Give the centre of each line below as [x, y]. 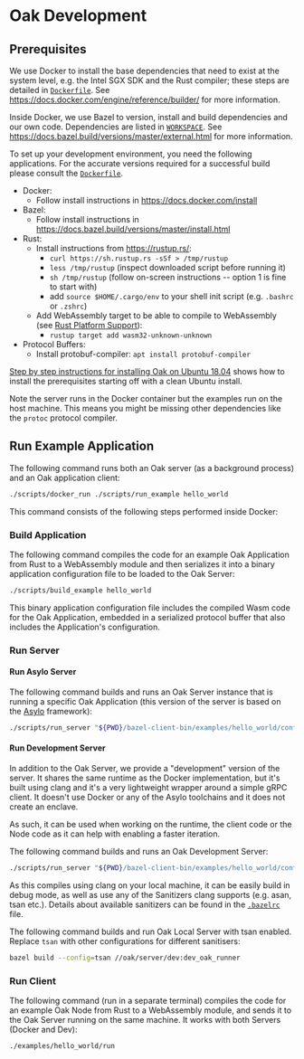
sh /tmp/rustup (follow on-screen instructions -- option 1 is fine [168, 277]
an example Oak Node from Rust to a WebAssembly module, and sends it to [151, 1010]
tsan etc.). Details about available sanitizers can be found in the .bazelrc [145, 904]
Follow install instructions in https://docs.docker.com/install [147, 200]
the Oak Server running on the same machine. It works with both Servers [145, 1020]
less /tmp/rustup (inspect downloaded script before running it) [168, 267]
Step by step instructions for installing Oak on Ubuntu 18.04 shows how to [147, 371]
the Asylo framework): [51, 711]
